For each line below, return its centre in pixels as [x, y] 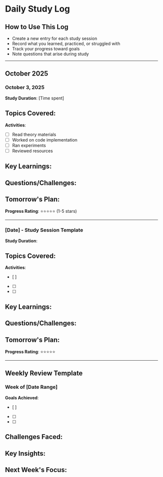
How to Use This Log [37, 27]
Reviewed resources [33, 151]
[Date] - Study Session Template [44, 230]
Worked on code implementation [45, 140]
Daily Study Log [38, 9]
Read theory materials [34, 134]
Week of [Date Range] [31, 387]
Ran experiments [29, 145]
